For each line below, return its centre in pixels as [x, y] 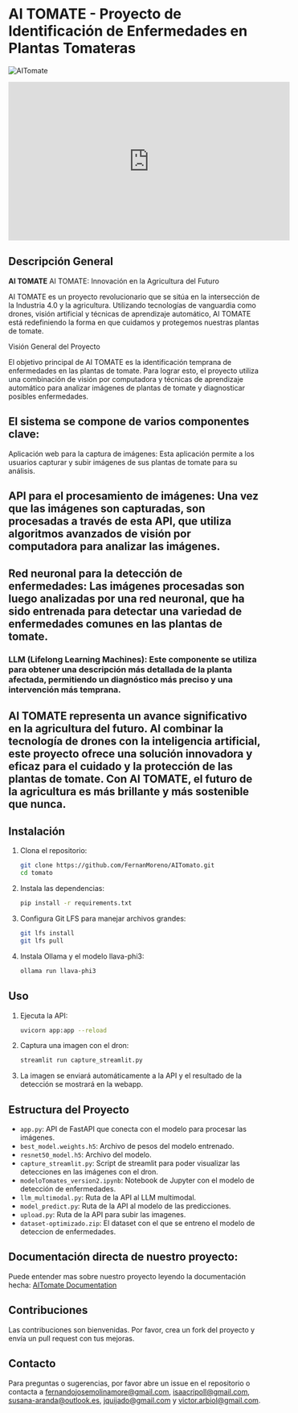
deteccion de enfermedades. [68, 1232]
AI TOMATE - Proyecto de [95, 14]
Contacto [32, 1363]
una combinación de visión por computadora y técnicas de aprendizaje [126, 379]
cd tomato [37, 873]
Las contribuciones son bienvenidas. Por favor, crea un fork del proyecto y [132, 1329]
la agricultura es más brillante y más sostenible [129, 791]
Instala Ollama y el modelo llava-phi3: [82, 956]
